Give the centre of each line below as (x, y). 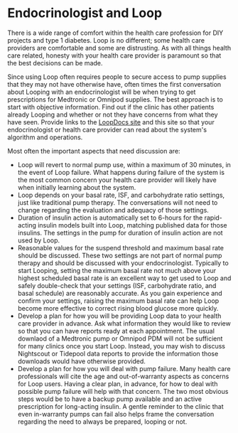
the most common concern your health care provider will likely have (117, 180)
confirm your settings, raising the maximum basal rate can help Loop (118, 301)
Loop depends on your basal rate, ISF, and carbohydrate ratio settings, (121, 195)
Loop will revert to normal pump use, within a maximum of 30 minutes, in (124, 164)
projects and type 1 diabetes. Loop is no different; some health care (106, 40)
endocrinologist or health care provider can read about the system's (107, 129)
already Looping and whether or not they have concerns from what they (113, 114)
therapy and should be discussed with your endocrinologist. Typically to (123, 263)
